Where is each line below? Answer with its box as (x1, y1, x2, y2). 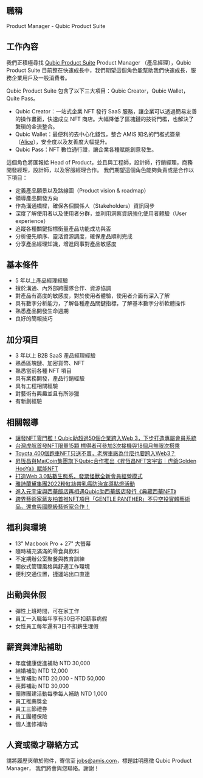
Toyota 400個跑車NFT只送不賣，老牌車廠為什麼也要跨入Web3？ (15, 450, 176, 457)
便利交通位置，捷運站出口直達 (15, 570, 90, 578)
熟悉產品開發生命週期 (15, 307, 69, 315)
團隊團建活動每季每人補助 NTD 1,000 (15, 690, 108, 697)
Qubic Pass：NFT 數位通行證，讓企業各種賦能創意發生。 (15, 146, 157, 153)
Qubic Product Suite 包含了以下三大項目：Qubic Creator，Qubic (6, 87, 167, 94)
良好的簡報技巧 (15, 315, 53, 322)
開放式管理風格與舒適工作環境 (15, 562, 90, 570)
